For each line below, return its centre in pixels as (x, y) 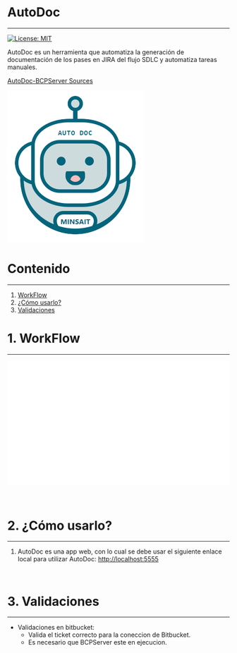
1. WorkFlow (44, 338)
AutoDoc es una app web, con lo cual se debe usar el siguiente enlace (120, 551)
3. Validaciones (54, 601)
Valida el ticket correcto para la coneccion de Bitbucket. (109, 635)
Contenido (39, 269)
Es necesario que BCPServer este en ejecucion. (97, 642)
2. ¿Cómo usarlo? (60, 525)
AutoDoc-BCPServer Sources (50, 80)
